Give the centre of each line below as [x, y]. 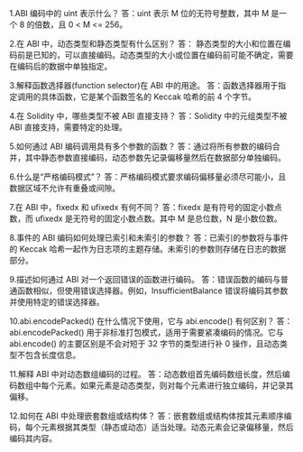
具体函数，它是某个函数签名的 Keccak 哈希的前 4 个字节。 [148, 97]
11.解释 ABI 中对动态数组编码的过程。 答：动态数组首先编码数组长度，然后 [146, 374]
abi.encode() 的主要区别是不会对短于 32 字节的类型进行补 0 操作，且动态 [145, 344]
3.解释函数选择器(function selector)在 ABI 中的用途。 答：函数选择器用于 [144, 85]
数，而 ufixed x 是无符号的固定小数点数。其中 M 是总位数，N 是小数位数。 [146, 218]
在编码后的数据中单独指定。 [61, 66]
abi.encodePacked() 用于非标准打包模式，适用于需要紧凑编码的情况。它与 [147, 332]
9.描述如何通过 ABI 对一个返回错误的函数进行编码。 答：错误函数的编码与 [145, 279]
